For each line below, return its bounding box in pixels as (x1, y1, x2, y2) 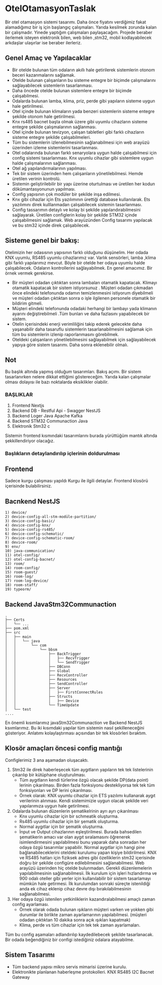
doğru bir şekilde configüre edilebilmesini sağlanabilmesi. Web (19, 860, 145, 866)
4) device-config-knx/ (5, 523, 51, 528)
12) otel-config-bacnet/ (5, 557, 55, 562)
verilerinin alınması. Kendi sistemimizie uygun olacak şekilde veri (19, 798, 149, 804)
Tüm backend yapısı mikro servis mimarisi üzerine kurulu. (12, 964, 127, 969)
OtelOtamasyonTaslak (5, 3, 96, 14)
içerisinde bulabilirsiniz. (5, 483, 52, 489)
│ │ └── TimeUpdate (5, 703, 79, 708)
